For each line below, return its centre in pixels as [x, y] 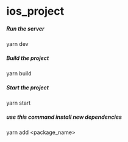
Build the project [28, 58]
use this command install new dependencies [64, 117]
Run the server [25, 28]
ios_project [35, 11]
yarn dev [17, 44]
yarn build [19, 73]
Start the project [28, 88]
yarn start [19, 103]
